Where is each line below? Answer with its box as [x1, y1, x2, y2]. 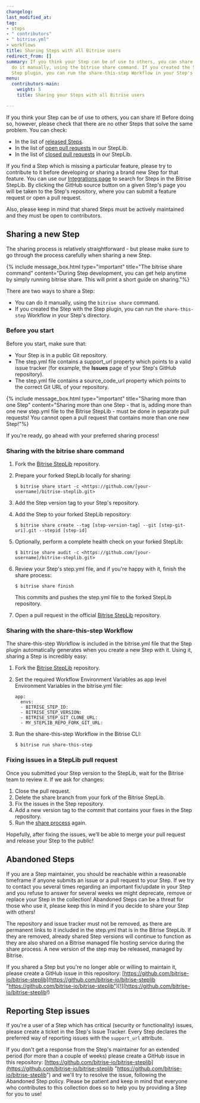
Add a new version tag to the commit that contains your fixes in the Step [14, 806, 192, 813]
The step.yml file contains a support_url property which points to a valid [14, 358, 192, 365]
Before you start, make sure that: [6, 340, 87, 347]
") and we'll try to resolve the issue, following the [46, 1071, 167, 1079]
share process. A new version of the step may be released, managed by [6, 945, 183, 952]
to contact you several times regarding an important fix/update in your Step [6, 883, 191, 890]
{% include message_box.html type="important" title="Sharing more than [6, 395, 186, 402]
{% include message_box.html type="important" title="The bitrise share [6, 263, 183, 270]
